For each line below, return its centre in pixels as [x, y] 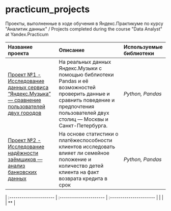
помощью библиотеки [86, 74]
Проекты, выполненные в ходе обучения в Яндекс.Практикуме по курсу [84, 23]
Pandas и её [74, 81]
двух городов [25, 113]
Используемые [143, 47]
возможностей [77, 87]
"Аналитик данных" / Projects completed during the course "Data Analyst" [84, 29]
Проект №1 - [24, 74]
